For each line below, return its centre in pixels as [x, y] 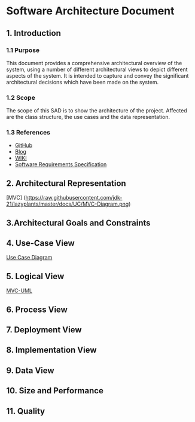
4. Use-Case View [40, 243]
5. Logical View [35, 276]
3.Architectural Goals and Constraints [78, 223]
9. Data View [31, 370]
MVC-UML [19, 290]
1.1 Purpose [23, 50]
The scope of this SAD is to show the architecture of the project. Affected [97, 111]
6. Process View [37, 309]
